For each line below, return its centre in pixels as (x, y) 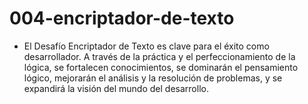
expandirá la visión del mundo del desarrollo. (116, 88)
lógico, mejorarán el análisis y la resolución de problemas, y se (153, 78)
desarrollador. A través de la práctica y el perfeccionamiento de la (159, 56)
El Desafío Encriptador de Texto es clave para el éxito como (146, 46)
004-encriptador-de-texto (122, 18)
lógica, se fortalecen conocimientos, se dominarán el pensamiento (161, 67)
